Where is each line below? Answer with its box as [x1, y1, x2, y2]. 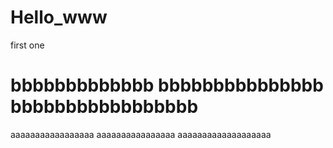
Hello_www [10, 6, 108, 29]
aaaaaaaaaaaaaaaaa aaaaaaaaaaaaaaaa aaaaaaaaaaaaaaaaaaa [10, 128, 272, 140]
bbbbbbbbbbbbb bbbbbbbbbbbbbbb [10, 74, 324, 97]
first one [10, 39, 45, 51]
